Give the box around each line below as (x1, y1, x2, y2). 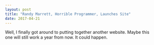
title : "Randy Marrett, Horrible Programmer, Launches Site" (5, 12, 131, 16)
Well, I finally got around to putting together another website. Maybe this (5, 30, 150, 35)
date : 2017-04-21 (5, 16, 40, 21)
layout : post (5, 7, 31, 12)
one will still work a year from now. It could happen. (5, 34, 108, 40)
